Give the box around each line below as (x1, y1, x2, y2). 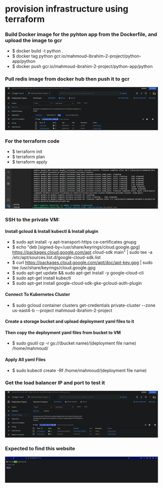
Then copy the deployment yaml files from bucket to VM (5, 329, 121, 335)
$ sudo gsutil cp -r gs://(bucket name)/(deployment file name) (12, 341, 137, 346)
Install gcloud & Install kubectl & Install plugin (5, 228, 98, 234)
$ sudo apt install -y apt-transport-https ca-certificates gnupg (12, 239, 137, 245)
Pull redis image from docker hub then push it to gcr (5, 76, 130, 82)
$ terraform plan (12, 154, 45, 160)
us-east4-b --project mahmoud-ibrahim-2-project (12, 307, 113, 313)
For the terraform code (5, 137, 60, 144)
